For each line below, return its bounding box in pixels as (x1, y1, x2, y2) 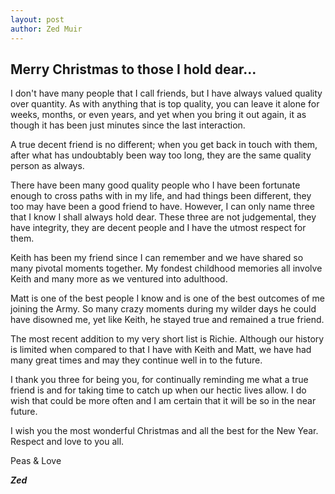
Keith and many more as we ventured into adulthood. (10, 273, 228, 285)
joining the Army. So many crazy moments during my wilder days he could (10, 303, 317, 315)
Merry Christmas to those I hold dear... (10, 61, 257, 78)
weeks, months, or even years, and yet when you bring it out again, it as (10, 109, 307, 121)
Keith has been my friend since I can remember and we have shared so (10, 252, 304, 264)
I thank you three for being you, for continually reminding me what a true (10, 374, 309, 386)
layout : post (10, 14, 65, 25)
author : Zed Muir (10, 24, 83, 34)
